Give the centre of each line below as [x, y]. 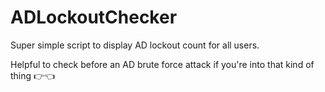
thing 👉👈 [33, 75]
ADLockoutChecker [94, 17]
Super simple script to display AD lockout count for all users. [135, 45]
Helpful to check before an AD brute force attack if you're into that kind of [162, 64]
